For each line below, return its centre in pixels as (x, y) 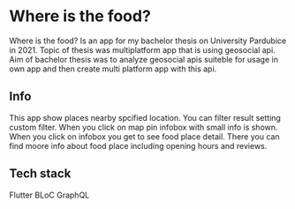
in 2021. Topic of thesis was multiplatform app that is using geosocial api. (142, 49)
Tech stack (40, 174)
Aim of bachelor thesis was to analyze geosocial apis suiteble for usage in (144, 59)
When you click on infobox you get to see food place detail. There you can (144, 136)
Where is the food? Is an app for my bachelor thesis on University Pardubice (148, 41)
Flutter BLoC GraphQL (49, 195)
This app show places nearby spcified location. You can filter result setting (145, 117)
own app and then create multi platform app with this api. (113, 69)
